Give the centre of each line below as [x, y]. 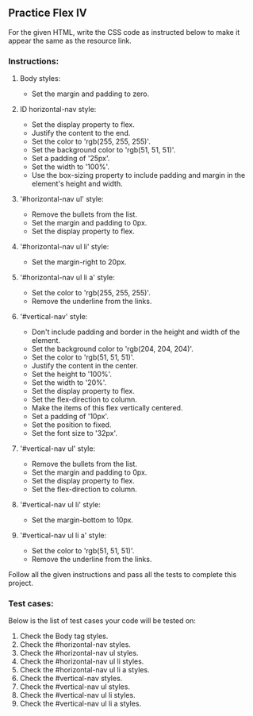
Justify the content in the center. [85, 366]
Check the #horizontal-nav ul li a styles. [84, 670]
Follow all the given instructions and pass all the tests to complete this [123, 575]
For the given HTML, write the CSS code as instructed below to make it [124, 32]
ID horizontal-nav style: [58, 110]
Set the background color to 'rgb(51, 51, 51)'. [103, 150]
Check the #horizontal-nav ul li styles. [82, 661]
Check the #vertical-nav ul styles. [75, 687]
